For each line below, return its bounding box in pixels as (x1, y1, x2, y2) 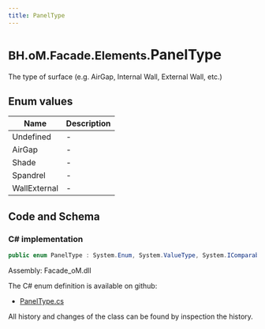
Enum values (8, 94, 73, 108)
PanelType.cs (19, 296, 65, 305)
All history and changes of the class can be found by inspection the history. (8, 312, 254, 321)
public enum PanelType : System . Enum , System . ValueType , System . (8, 251, 227, 259)
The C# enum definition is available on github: (8, 281, 158, 290)
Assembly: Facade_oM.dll (8, 266, 92, 275)
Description (65, 118, 111, 129)
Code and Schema (8, 210, 100, 223)
